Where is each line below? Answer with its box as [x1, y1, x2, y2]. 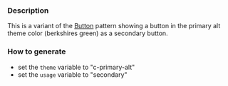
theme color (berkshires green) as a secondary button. [7, 29, 169, 37]
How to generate [7, 47, 66, 56]
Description [7, 6, 49, 16]
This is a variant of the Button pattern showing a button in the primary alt [7, 22, 221, 30]
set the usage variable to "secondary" [17, 70, 128, 79]
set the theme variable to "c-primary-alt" [17, 63, 135, 71]
